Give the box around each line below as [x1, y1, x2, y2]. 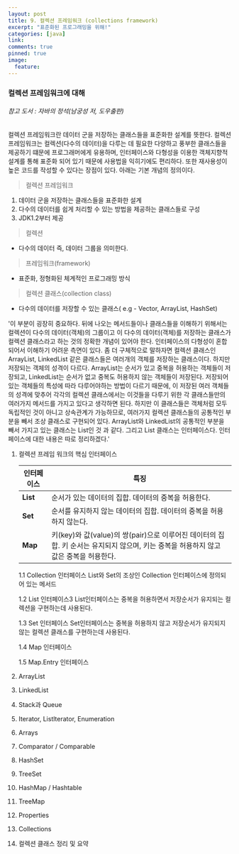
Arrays [18, 728, 38, 737]
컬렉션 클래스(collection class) [25, 289, 112, 297]
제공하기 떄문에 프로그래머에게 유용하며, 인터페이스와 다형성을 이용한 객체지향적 [8, 148, 228, 156]
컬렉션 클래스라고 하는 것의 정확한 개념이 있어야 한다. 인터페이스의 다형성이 [8, 336, 215, 345]
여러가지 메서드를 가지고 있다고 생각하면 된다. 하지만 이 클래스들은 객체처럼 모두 [8, 399, 228, 407]
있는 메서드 [26, 579, 57, 588]
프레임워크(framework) [25, 258, 91, 267]
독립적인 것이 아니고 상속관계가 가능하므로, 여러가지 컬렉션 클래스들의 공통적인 [8, 407, 224, 416]
